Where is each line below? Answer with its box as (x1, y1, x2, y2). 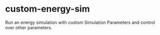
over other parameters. (5, 24, 53, 30)
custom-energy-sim (5, 3, 90, 15)
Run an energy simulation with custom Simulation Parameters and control (5, 19, 156, 25)
